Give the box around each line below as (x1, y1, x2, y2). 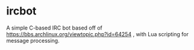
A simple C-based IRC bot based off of (6, 24, 102, 31)
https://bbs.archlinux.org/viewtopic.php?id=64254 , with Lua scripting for (6, 30, 189, 37)
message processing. (6, 37, 60, 44)
